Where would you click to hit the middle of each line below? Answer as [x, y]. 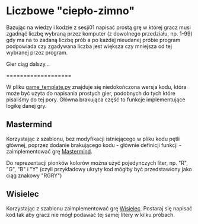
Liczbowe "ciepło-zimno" [71, 11]
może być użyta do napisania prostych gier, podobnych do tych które [91, 93]
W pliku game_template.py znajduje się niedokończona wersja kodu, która [96, 87]
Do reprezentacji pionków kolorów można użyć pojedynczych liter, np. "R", [97, 163]
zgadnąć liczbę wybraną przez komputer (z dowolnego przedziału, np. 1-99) [99, 33]
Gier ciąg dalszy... [28, 64]
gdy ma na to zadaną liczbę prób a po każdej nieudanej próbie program [93, 40]
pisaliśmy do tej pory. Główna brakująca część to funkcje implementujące [96, 100]
